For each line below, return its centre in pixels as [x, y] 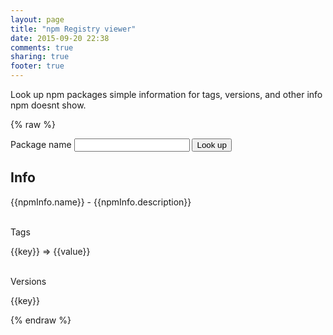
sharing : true [40, 57]
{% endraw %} [41, 320]
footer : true [37, 66]
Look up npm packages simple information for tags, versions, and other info [166, 94]
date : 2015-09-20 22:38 [60, 38]
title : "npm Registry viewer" [73, 29]
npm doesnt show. [48, 105]
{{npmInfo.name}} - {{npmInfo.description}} [101, 202]
